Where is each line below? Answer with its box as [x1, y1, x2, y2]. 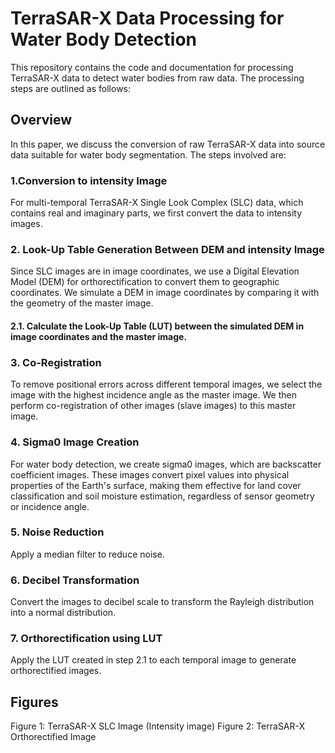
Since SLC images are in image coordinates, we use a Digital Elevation [10, 265, 300, 277]
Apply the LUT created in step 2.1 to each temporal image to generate [10, 654, 297, 666]
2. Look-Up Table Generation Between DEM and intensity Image [10, 242, 325, 256]
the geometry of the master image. [10, 297, 154, 309]
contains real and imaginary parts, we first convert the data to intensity [10, 207, 303, 219]
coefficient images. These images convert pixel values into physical [10, 468, 290, 481]
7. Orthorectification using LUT [10, 632, 163, 646]
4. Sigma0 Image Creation [10, 435, 140, 449]
